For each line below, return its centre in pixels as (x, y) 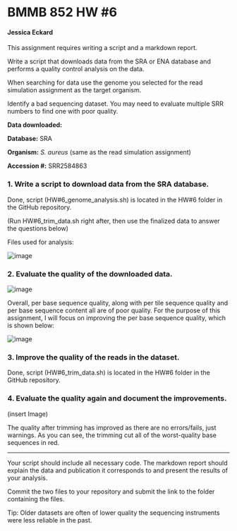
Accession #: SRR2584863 (47, 166)
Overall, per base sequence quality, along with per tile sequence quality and (118, 303)
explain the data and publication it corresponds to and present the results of (117, 470)
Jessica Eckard (30, 32)
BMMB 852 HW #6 (62, 12)
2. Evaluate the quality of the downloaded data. (90, 274)
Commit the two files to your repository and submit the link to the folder (111, 492)
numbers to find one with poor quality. (63, 111)
